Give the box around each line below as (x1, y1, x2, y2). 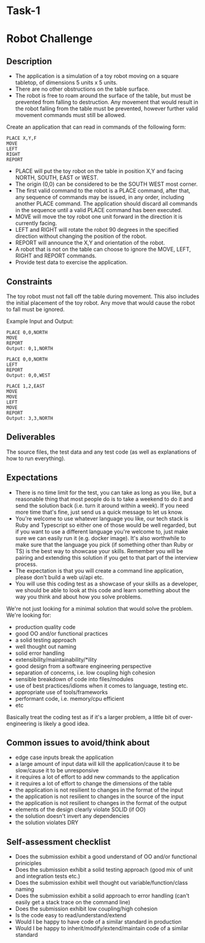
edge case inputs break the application (15, 754, 114, 761)
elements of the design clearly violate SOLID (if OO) (15, 806, 146, 813)
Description (6, 56, 52, 66)
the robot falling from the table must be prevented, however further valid (15, 105, 198, 112)
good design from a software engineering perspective (15, 662, 152, 670)
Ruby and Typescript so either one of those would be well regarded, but (15, 521, 197, 529)
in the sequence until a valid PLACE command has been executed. (15, 207, 182, 214)
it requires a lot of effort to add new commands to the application (15, 773, 179, 781)
